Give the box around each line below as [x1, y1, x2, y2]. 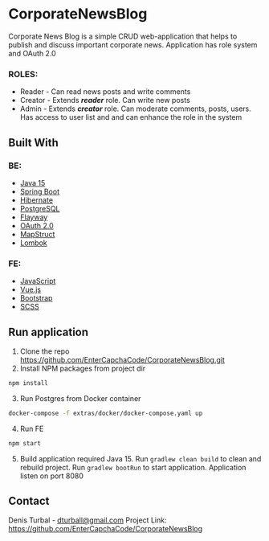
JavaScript [19, 277, 56, 286]
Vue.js [19, 285, 42, 294]
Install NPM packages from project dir [19, 363, 146, 374]
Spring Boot [19, 186, 60, 196]
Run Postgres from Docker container [19, 393, 141, 403]
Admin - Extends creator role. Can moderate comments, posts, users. [19, 104, 251, 113]
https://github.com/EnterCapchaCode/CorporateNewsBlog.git [19, 355, 225, 365]
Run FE [19, 424, 44, 433]
